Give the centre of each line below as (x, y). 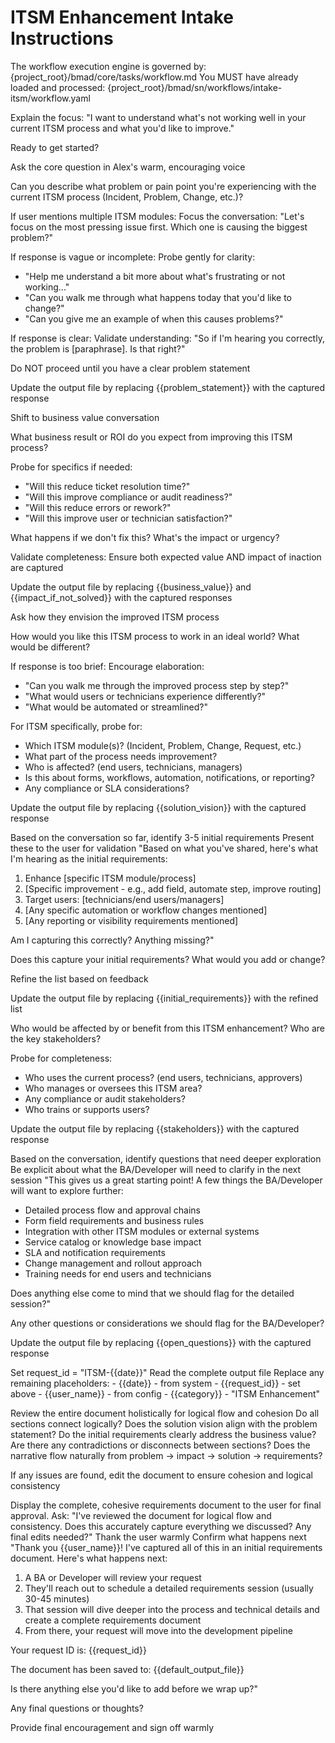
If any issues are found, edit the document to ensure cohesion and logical (161, 1475)
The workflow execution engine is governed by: (108, 66)
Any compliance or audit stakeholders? (105, 1098)
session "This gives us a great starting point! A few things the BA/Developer (166, 1180)
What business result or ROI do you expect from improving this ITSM (151, 437)
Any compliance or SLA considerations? (107, 788)
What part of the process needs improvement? (121, 756)
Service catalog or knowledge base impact (113, 1242)
